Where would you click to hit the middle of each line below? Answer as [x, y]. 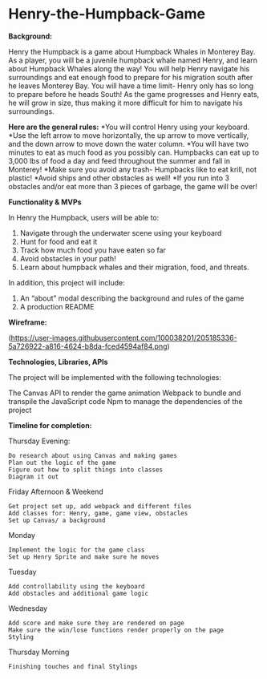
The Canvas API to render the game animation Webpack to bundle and [125, 393]
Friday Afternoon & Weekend [56, 491]
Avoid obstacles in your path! [68, 258]
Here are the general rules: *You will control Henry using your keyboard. [129, 127]
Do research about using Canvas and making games [93, 455]
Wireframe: [28, 322]
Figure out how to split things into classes [85, 470]
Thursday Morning [39, 652]
